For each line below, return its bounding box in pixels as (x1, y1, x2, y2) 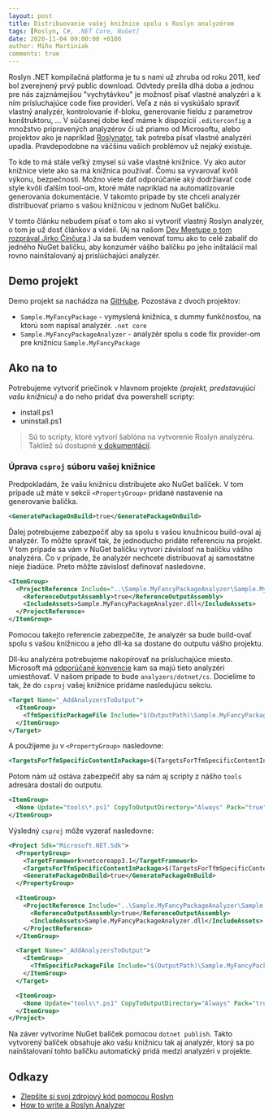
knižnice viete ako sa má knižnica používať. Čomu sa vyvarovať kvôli (8, 166, 238, 175)
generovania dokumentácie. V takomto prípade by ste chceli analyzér (8, 192, 241, 201)
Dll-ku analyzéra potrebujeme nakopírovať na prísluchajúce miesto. (8, 655, 233, 664)
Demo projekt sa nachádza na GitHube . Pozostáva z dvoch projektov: (8, 296, 241, 305)
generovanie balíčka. (8, 496, 79, 506)
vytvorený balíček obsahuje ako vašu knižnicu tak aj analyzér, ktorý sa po (8, 1037, 254, 1047)
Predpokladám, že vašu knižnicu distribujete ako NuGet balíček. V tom (8, 479, 244, 489)
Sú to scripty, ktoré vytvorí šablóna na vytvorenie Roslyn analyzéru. (28, 432, 254, 441)
